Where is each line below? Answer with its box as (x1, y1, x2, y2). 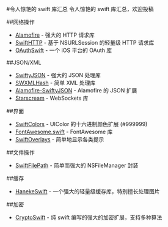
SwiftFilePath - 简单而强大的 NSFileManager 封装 (15, 162, 139, 169)
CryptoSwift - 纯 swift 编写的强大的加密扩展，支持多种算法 (15, 214, 163, 221)
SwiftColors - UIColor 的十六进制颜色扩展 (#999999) (15, 121, 148, 127)
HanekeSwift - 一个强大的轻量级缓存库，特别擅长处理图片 (15, 188, 160, 195)
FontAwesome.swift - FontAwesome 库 (15, 128, 113, 135)
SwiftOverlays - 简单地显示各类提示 (15, 136, 104, 143)
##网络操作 (6, 18, 35, 26)
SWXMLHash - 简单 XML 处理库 (15, 79, 96, 86)
